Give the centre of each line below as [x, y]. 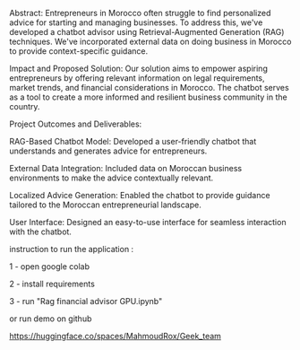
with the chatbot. [40, 232]
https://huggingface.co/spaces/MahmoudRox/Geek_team [116, 336]
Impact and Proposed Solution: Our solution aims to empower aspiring [139, 68]
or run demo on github [51, 319]
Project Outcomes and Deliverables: [76, 124]
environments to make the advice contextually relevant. [111, 178]
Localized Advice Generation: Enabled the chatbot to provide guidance [140, 195]
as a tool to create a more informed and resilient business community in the [149, 97]
